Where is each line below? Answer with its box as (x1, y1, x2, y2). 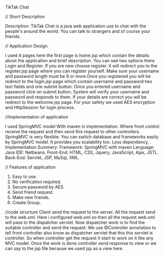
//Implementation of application (5, 114, 69, 119)
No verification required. (12, 179, 62, 185)
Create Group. (12, 200, 41, 205)
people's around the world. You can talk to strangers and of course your (5, 28, 151, 34)
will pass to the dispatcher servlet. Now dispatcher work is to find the (5, 220, 145, 225)
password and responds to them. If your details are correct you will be (5, 94, 147, 100)
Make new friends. (12, 194, 50, 200)
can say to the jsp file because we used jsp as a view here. (5, 246, 124, 251)
